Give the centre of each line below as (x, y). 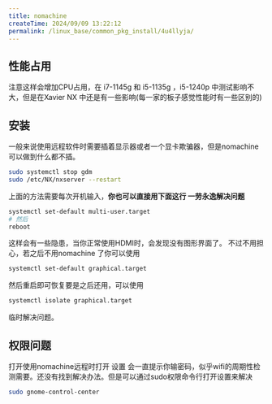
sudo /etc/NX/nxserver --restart (65, 180)
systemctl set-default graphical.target (78, 269)
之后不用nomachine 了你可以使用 (85, 254)
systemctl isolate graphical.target (70, 301)
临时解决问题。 (33, 317)
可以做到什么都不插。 (44, 156)
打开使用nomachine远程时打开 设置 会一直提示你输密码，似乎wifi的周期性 (131, 366)
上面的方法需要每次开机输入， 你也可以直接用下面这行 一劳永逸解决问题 (127, 196)
